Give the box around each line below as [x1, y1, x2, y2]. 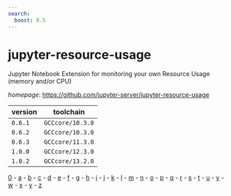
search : [8, 10, 31, 17]
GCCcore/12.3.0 [43, 148, 94, 156]
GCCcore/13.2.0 [43, 158, 94, 165]
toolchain [52, 107, 86, 117]
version [11, 107, 38, 117]
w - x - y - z [8, 181, 43, 189]
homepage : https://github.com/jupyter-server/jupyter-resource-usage [8, 91, 210, 99]
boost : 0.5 [14, 17, 46, 24]
